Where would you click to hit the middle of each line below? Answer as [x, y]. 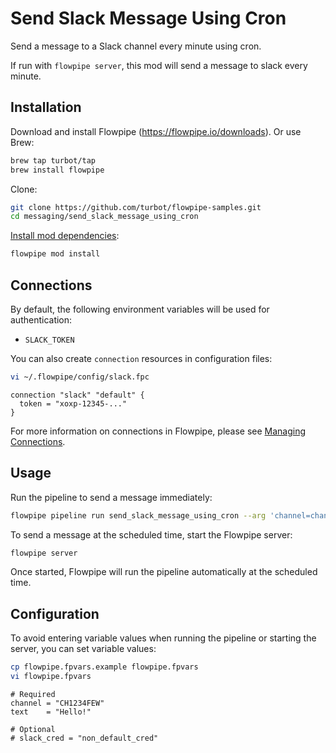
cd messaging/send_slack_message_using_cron [104, 217]
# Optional [33, 729]
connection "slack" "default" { [77, 395]
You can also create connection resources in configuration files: [141, 358]
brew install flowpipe [57, 170]
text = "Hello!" [51, 712]
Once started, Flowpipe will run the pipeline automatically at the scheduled [164, 572]
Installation [46, 107]
